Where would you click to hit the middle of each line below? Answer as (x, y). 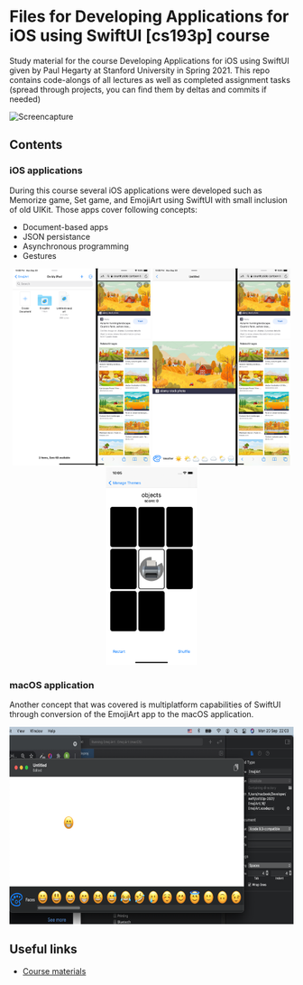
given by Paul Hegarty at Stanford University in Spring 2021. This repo (140, 70)
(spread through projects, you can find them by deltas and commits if (138, 89)
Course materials (54, 971)
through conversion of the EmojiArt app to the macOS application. (132, 713)
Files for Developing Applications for (149, 17)
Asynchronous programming (75, 246)
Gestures (39, 255)
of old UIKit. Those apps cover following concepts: (104, 209)
